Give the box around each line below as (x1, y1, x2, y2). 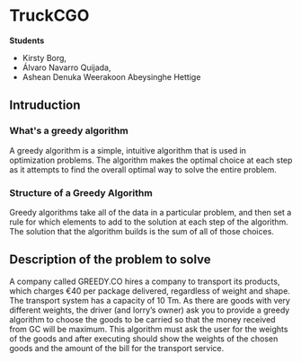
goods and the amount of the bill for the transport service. (9, 342, 225, 353)
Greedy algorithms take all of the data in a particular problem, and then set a (9, 207, 292, 217)
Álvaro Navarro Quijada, (22, 62, 111, 73)
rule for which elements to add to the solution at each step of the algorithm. (9, 216, 289, 227)
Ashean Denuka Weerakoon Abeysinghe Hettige (22, 71, 201, 82)
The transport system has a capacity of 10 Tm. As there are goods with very (9, 295, 290, 305)
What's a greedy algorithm (9, 125, 128, 137)
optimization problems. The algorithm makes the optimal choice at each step (9, 155, 293, 165)
